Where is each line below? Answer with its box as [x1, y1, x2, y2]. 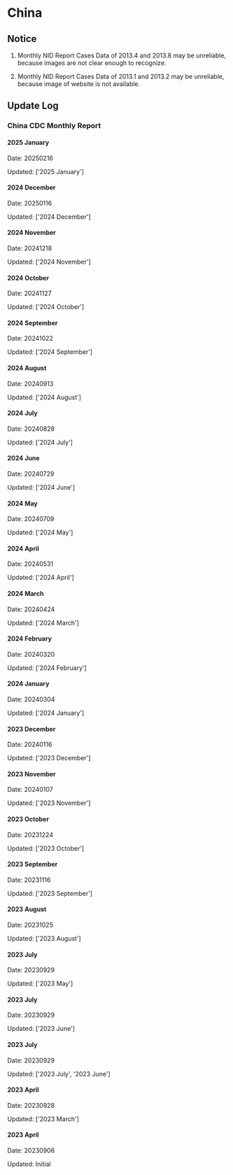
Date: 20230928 [7, 1101, 55, 1109]
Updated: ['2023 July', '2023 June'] [7, 1069, 111, 1078]
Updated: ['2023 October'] [7, 844, 85, 853]
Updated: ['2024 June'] [7, 483, 76, 491]
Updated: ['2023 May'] [7, 979, 73, 988]
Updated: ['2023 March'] [7, 1114, 79, 1123]
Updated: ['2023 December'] [7, 754, 91, 762]
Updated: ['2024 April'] [7, 574, 75, 582]
